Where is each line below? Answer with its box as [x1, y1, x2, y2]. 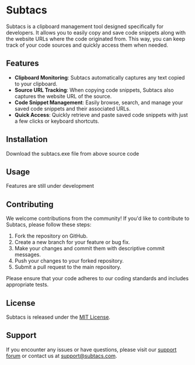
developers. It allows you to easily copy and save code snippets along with [6, 29, 186, 36]
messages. [14, 251, 41, 258]
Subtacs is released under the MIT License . [6, 314, 111, 321]
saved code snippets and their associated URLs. [14, 105, 131, 112]
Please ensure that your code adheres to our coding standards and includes [6, 275, 189, 282]
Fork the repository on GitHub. [14, 232, 88, 240]
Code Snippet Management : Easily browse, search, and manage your [14, 99, 183, 106]
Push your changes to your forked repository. [14, 257, 124, 264]
